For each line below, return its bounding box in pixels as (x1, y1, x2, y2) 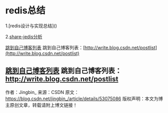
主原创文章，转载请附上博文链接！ (5, 102, 78, 108)
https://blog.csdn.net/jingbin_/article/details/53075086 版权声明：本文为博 (5, 96, 163, 102)
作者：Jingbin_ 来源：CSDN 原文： (5, 89, 79, 95)
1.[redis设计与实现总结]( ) (5, 23, 58, 29)
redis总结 (5, 5, 46, 16)
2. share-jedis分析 (5, 33, 43, 40)
